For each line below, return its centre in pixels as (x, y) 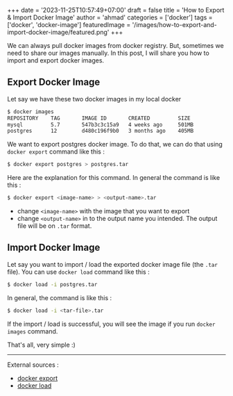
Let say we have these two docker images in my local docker (94, 99)
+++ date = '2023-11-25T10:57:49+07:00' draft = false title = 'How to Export (116, 10)
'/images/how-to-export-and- (174, 25)
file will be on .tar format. (54, 226)
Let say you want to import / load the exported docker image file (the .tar (113, 264)
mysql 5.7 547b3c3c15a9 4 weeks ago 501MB (101, 124)
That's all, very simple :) (42, 345)
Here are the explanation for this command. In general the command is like (114, 178)
